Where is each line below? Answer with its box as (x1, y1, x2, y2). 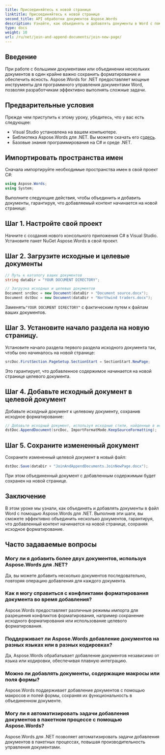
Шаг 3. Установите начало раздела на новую (5, 324, 150, 332)
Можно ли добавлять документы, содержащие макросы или (5, 670, 160, 677)
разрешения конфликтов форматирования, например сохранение (5, 612, 144, 618)
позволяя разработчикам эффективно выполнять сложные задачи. (5, 87, 146, 92)
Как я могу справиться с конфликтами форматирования (5, 590, 149, 597)
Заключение (5, 492, 46, 501)
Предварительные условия (5, 101, 94, 110)
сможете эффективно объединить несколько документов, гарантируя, (5, 515, 154, 521)
